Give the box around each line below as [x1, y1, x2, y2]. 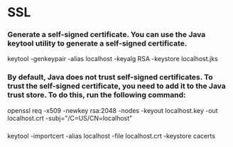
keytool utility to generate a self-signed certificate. [7, 38, 188, 48]
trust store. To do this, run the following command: [7, 90, 186, 100]
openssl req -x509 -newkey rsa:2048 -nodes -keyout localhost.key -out [7, 106, 218, 114]
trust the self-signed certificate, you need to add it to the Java [7, 81, 226, 91]
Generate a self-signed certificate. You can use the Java [7, 30, 206, 40]
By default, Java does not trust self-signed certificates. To [7, 72, 213, 82]
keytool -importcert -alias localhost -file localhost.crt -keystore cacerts [7, 131, 215, 140]
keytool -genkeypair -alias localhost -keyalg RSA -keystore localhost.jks [7, 55, 218, 63]
